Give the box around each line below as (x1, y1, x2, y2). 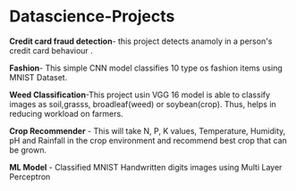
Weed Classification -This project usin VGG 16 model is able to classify (9, 89, 271, 100)
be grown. (9, 145, 47, 155)
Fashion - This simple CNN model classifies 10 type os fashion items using (9, 62, 283, 73)
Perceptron (9, 171, 51, 182)
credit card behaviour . (9, 45, 94, 55)
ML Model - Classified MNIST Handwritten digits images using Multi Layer (9, 162, 283, 172)
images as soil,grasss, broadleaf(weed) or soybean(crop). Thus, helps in (9, 98, 277, 109)
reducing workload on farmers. (9, 108, 123, 119)
